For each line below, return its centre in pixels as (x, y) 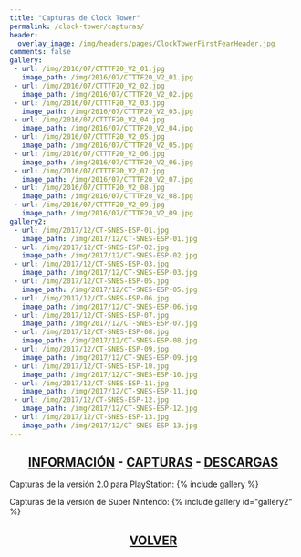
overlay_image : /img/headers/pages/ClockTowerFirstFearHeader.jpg (146, 43)
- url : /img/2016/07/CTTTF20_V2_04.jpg (89, 120)
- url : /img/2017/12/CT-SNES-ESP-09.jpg (91, 349)
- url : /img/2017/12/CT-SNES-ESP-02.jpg (91, 247)
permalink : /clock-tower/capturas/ (77, 26)
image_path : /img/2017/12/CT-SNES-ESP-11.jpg (109, 392)
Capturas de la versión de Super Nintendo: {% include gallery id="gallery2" (151, 502)
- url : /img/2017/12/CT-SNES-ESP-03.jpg (91, 264)
